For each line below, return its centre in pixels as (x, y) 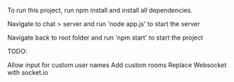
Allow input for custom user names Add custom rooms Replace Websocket (117, 65)
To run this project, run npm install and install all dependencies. (100, 10)
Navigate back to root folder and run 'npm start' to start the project (105, 37)
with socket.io (28, 72)
